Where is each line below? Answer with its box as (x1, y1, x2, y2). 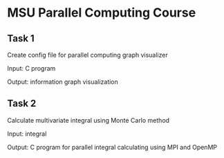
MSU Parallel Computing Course (7, 5, 196, 21)
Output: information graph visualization (7, 78, 119, 86)
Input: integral (7, 130, 47, 138)
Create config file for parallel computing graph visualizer (7, 51, 168, 59)
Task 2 (7, 98, 37, 109)
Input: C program (7, 64, 56, 72)
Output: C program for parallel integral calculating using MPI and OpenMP (7, 143, 218, 151)
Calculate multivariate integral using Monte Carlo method (7, 116, 170, 124)
